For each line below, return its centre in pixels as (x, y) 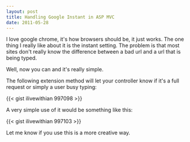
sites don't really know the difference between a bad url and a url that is (94, 52)
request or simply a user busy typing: (52, 87)
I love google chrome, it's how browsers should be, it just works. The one (95, 39)
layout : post (22, 11)
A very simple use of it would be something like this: (69, 110)
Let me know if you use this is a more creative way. (68, 133)
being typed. (22, 58)
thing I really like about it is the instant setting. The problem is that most (93, 45)
